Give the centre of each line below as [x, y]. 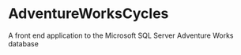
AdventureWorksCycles [88, 14]
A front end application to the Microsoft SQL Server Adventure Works [121, 35]
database [24, 43]
